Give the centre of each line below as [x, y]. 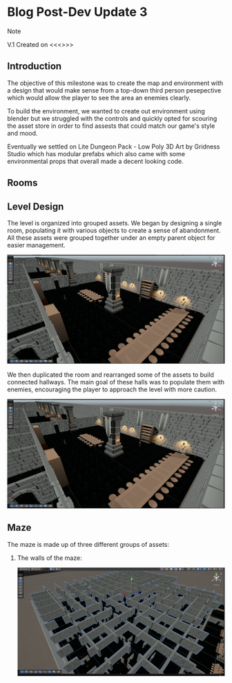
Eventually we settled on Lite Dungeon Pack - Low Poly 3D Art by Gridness [114, 147]
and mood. [22, 133]
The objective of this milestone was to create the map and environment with [115, 83]
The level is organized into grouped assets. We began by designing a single [115, 223]
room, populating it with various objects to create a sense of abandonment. [114, 230]
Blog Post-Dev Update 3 [77, 12]
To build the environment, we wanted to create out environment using [106, 111]
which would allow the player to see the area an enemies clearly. [99, 97]
